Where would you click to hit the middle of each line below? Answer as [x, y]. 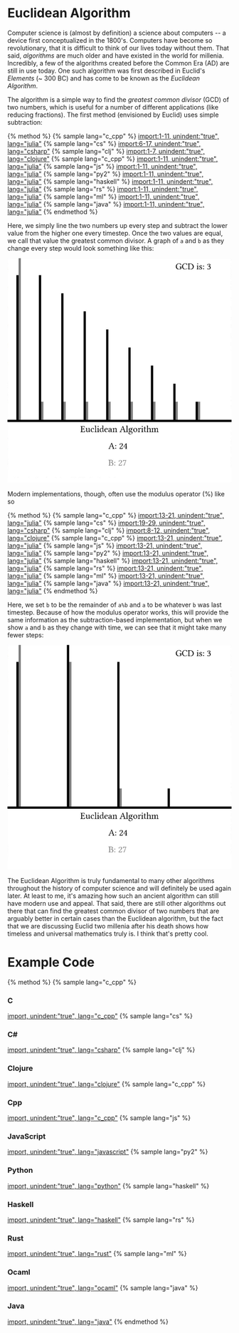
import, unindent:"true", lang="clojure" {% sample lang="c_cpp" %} [107, 1084]
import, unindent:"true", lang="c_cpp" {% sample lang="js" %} [99, 1118]
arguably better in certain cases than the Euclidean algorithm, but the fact [115, 918]
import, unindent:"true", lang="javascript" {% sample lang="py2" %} [108, 1152]
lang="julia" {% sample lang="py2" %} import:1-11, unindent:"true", [106, 174]
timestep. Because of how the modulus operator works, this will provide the [118, 612]
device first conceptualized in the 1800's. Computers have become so [110, 40]
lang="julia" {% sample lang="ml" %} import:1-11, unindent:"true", [103, 197]
